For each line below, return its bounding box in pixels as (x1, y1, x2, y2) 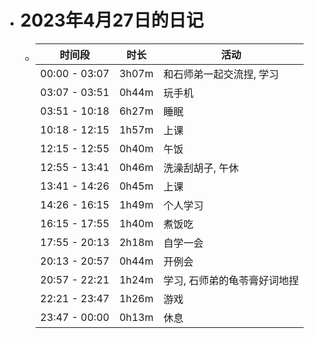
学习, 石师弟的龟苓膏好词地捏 (163, 273, 300, 287)
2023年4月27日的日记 (19, 9, 204, 32)
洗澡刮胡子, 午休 (163, 161, 240, 175)
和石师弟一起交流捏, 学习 (163, 67, 280, 81)
